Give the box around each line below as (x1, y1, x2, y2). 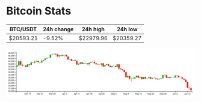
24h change (43, 26, 74, 33)
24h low (116, 26, 138, 33)
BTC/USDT (10, 26, 37, 33)
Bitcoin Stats (6, 4, 72, 18)
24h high (81, 26, 105, 33)
